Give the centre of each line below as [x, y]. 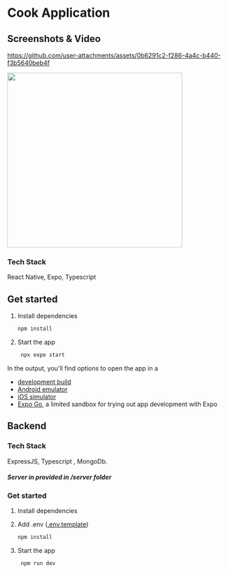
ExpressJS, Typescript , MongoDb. [57, 461]
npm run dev [38, 563]
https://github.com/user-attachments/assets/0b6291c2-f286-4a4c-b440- [114, 55]
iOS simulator [37, 396]
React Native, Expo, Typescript [52, 277]
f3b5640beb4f [29, 63]
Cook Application [59, 13]
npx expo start [43, 354]
